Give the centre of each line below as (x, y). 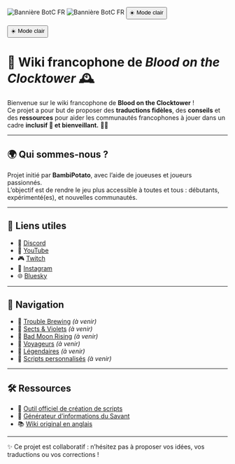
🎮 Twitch (31, 258)
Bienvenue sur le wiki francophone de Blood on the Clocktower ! (101, 102)
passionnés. (25, 182)
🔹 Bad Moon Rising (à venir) (58, 336)
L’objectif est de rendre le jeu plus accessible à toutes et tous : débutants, (113, 190)
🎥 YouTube (33, 250)
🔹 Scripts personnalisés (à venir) (64, 359)
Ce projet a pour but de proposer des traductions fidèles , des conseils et (114, 110)
